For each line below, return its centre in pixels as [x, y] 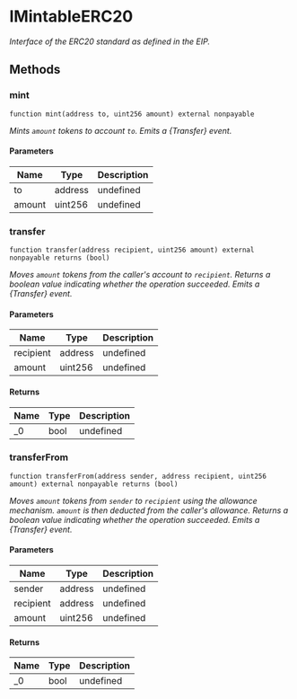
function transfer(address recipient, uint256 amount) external [132, 250]
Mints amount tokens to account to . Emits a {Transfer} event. [121, 130]
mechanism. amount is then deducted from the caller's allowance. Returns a [149, 510]
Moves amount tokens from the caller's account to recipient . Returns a [140, 275]
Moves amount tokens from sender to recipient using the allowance [133, 500]
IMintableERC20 [71, 17]
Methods [35, 70]
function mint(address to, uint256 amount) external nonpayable [132, 114]
